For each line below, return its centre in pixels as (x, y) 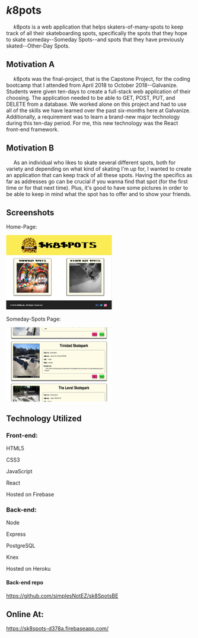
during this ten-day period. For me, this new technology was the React (92, 123)
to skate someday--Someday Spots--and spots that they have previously (95, 39)
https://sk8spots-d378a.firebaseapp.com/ (58, 628)
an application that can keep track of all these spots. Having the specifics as (99, 175)
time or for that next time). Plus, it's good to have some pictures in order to (97, 187)
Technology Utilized (44, 418)
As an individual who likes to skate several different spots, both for (95, 162)
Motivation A (31, 65)
